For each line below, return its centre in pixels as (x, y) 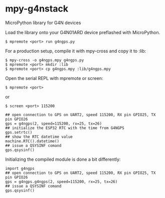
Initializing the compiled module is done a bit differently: (63, 159)
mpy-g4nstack (37, 9)
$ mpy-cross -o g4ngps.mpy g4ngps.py (45, 60)
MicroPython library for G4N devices (43, 23)
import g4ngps (20, 168)
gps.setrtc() (19, 132)
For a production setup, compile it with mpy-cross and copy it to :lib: (76, 51)
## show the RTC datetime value (39, 137)
